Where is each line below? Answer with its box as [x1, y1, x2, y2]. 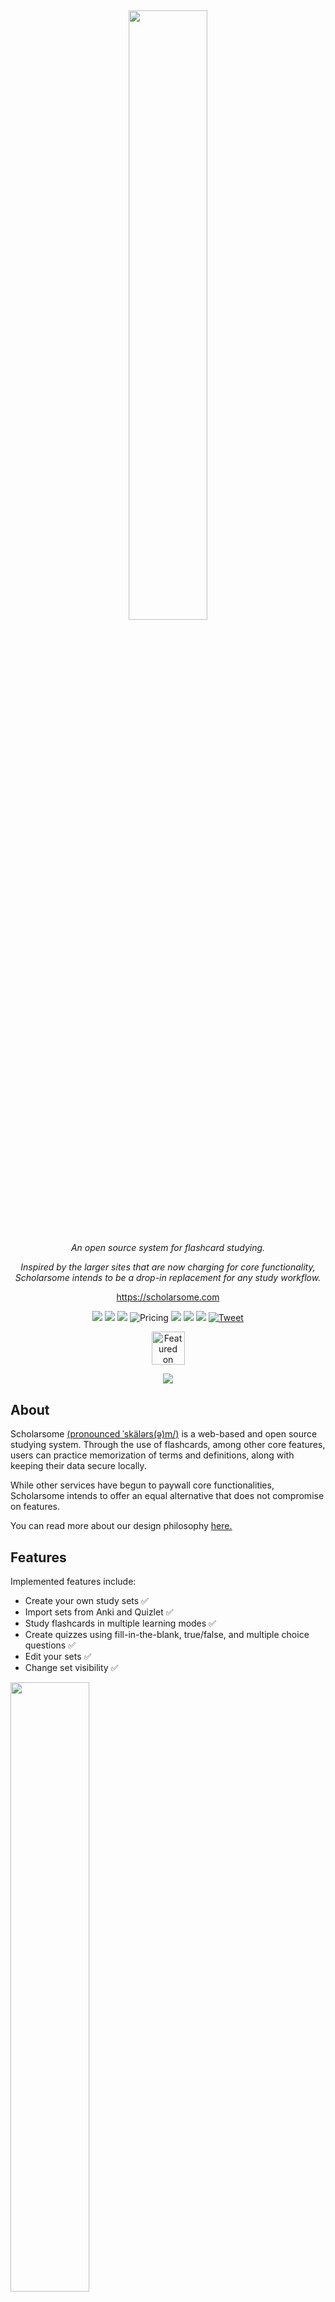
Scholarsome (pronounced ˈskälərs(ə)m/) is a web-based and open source [10, 1428, 318, 1440]
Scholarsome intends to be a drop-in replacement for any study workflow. [14, 1272, 322, 1284]
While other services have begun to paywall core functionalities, [10, 1479, 275, 1491]
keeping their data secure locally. [10, 1460, 147, 1472]
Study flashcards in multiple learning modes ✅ [24, 1617, 217, 1630]
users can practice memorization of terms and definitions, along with [10, 1449, 295, 1461]
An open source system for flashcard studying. [70, 1242, 266, 1254]
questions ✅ [24, 1639, 77, 1651]
